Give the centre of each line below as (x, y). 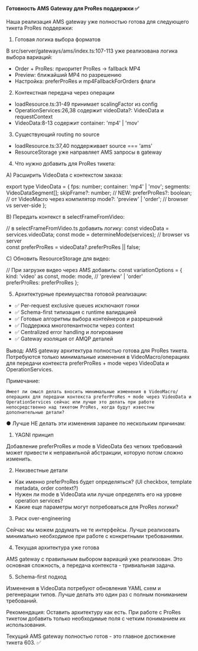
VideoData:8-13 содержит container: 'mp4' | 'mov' (77, 123)
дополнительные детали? (35, 413)
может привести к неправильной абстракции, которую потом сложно (95, 453)
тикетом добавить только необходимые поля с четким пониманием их (96, 618)
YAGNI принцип (34, 435)
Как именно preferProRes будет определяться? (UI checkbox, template (103, 482)
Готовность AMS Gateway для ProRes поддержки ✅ (73, 8)
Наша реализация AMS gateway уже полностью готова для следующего (98, 22)
